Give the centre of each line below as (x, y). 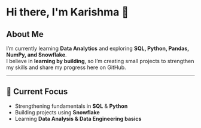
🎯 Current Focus (37, 92)
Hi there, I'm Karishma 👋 (68, 12)
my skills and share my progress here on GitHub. (66, 67)
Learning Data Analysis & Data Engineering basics (78, 118)
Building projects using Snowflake (57, 112)
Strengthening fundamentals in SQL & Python (71, 106)
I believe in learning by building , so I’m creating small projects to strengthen (100, 61)
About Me (25, 34)
